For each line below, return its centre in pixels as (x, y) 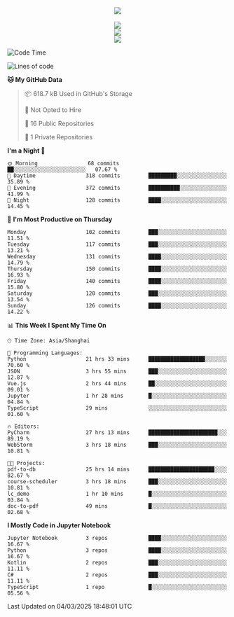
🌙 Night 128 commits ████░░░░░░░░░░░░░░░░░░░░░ (117, 200)
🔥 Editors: (23, 427)
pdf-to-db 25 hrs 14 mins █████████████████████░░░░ (117, 469)
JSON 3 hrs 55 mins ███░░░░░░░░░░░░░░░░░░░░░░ (117, 371)
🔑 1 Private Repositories (58, 137)
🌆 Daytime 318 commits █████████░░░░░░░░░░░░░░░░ (117, 176)
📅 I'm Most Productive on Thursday (60, 219)
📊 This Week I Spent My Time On (57, 325)
